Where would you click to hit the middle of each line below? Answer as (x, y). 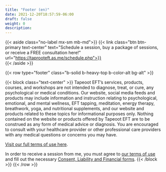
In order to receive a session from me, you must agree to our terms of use (80, 154)
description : (19, 28)
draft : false (19, 19)
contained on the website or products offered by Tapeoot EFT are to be (78, 119)
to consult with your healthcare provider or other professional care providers (83, 129)
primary (13, 47)
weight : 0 (15, 23)
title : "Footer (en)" (27, 10)
